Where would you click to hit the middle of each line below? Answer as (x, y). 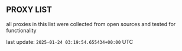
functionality (21, 30)
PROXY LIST (29, 10)
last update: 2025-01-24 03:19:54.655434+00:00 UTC (70, 42)
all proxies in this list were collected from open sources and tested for (91, 24)
